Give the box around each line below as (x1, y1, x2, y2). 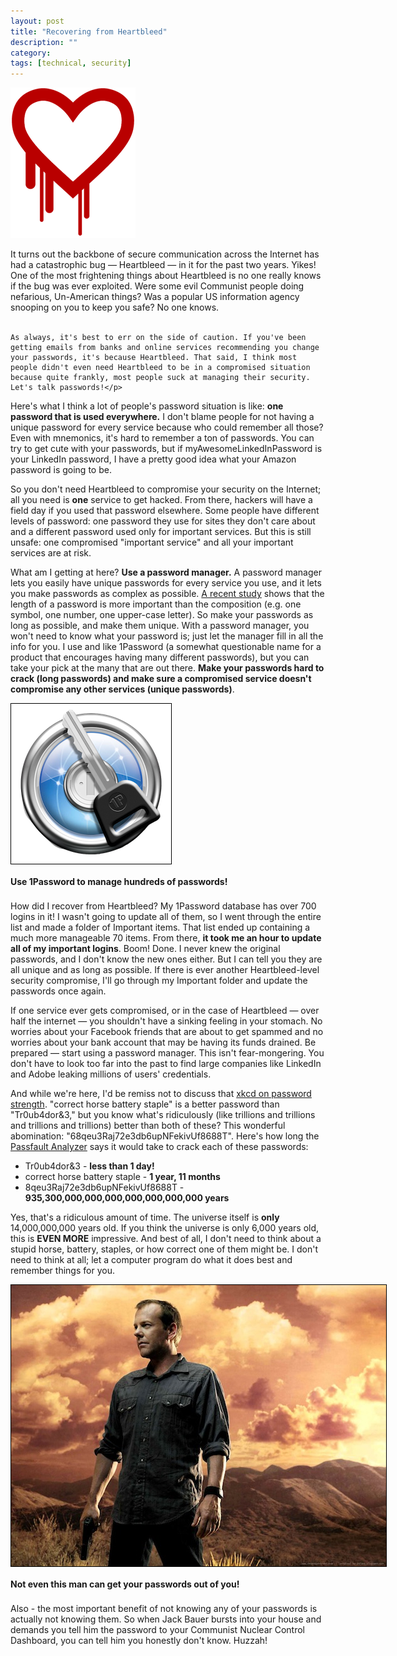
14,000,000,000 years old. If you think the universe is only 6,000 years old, (10, 1222, 320, 1234)
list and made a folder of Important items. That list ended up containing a (10, 921, 311, 934)
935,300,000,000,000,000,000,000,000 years (24, 1192, 230, 1204)
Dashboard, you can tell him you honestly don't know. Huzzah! (10, 1635, 268, 1647)
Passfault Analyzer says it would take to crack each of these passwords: (10, 1141, 309, 1153)
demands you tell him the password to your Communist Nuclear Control (10, 1624, 306, 1636)
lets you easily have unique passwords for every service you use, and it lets (10, 577, 322, 589)
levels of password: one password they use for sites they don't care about (10, 515, 316, 527)
